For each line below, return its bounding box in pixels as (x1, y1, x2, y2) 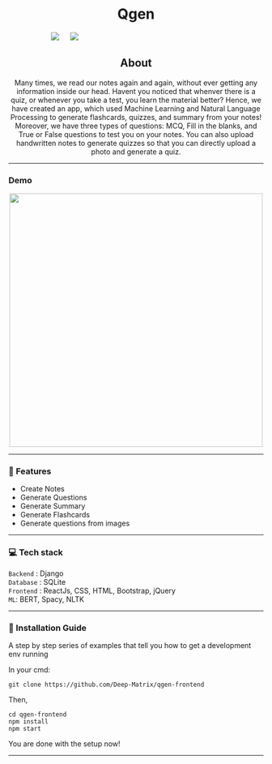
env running (8, 649, 49, 659)
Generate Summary (19, 501, 86, 511)
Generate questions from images (19, 518, 130, 528)
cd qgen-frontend (8, 710, 67, 719)
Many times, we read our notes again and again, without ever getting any (15, 78, 257, 88)
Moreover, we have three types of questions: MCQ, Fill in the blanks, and (15, 121, 257, 131)
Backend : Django (8, 569, 64, 578)
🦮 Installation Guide (8, 622, 87, 633)
